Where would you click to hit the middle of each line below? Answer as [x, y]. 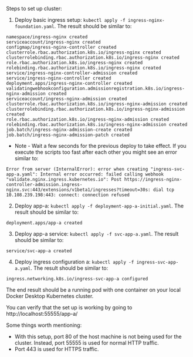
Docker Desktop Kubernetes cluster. [50, 296]
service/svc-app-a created [39, 251]
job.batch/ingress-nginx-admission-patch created [68, 135]
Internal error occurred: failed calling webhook [102, 174]
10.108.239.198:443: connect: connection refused [68, 195]
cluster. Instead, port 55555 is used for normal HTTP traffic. [87, 343]
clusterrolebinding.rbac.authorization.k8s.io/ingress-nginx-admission [95, 109]
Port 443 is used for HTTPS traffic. [57, 349]
